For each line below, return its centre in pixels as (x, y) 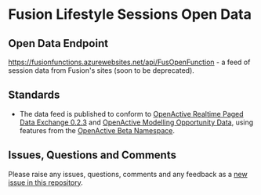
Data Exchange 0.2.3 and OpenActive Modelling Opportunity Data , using (136, 122)
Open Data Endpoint (58, 43)
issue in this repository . (46, 182)
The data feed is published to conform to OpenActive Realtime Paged (132, 114)
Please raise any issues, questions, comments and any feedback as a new (128, 174)
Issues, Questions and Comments (92, 155)
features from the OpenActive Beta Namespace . (97, 130)
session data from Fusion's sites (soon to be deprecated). (101, 70)
